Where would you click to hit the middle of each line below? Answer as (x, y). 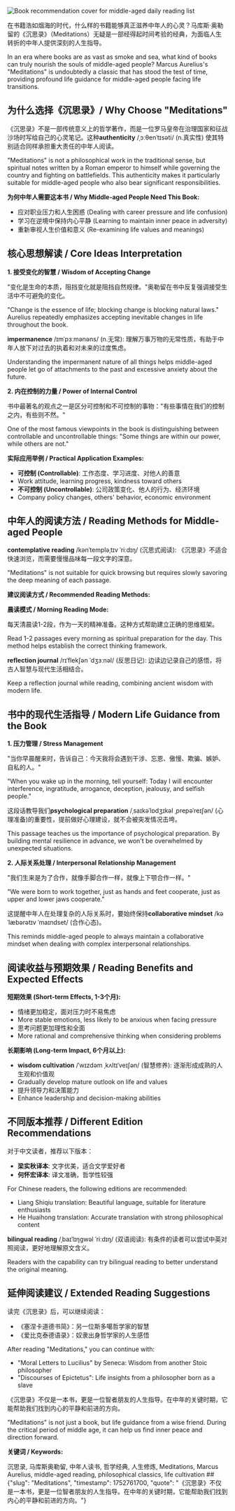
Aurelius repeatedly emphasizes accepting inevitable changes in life (105, 317)
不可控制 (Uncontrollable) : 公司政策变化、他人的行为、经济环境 (108, 489)
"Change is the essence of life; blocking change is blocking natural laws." (113, 309)
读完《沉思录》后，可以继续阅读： (56, 1311)
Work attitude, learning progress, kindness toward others (99, 481)
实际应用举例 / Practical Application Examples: (76, 458)
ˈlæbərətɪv (22, 923)
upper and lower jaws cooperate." (56, 899)
